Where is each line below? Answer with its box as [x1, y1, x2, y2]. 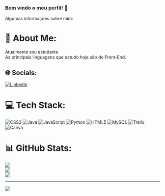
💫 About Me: [5, 33, 57, 44]
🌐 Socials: [5, 68, 37, 77]
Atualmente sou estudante [5, 49, 58, 55]
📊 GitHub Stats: [5, 142, 72, 154]
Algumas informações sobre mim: [5, 16, 74, 22]
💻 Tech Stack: [5, 100, 66, 111]
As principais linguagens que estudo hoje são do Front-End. [5, 54, 126, 60]
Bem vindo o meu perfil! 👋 [5, 4, 68, 11]
